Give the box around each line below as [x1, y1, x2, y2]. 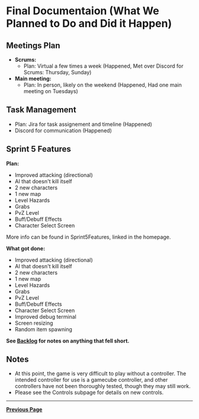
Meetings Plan [6, 40, 60, 50]
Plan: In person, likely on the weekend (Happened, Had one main [23, 81, 182, 88]
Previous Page [6, 406, 43, 413]
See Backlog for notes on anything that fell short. [6, 337, 130, 344]
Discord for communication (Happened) [14, 126, 113, 134]
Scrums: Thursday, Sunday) [23, 69, 92, 75]
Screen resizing [14, 319, 53, 326]
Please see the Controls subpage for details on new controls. [14, 389, 164, 396]
